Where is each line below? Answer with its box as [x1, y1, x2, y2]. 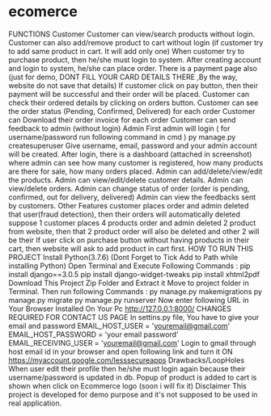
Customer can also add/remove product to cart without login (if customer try [8, 37, 264, 47]
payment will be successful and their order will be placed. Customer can [8, 89, 250, 99]
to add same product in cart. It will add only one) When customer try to [8, 46, 245, 56]
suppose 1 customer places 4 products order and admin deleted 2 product [8, 217, 256, 228]
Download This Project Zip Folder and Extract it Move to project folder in [8, 278, 249, 288]
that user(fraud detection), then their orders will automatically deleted [8, 209, 240, 219]
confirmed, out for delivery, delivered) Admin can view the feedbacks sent [8, 192, 256, 202]
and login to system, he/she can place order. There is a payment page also [8, 63, 257, 73]
